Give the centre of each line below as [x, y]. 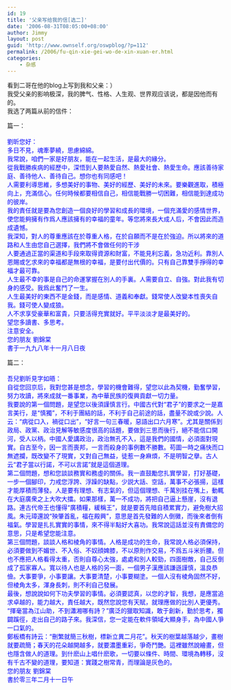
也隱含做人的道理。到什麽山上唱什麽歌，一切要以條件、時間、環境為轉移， [112, 654]
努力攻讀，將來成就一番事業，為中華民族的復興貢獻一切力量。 [95, 396]
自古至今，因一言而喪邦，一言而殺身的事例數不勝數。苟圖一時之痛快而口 [121, 447]
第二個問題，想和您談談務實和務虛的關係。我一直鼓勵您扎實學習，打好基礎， [115, 473]
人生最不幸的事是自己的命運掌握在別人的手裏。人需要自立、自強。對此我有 [112, 279]
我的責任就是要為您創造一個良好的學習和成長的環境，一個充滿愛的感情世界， [115, 210]
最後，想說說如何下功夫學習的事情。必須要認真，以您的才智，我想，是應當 [112, 593]
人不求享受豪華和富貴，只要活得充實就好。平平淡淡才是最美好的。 [100, 313]
